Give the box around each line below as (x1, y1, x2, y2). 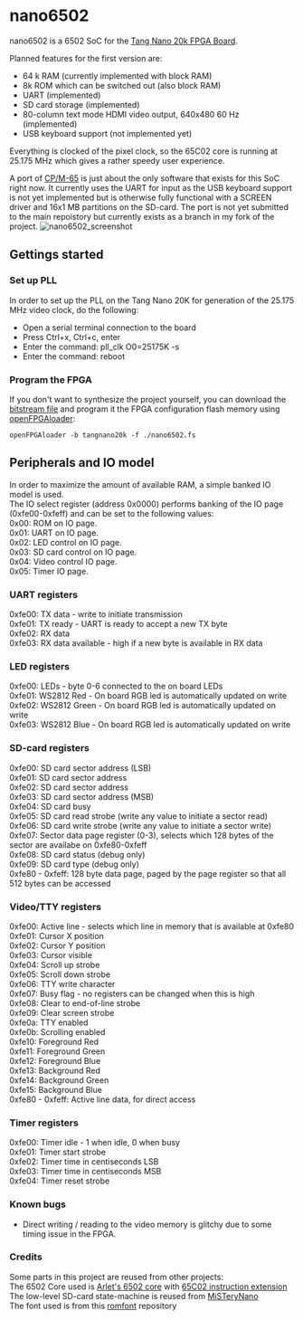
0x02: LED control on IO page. (9, 537, 122, 547)
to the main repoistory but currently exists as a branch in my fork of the (9, 211, 275, 222)
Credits (9, 1250, 43, 1263)
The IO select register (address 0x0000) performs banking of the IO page (9, 499, 284, 509)
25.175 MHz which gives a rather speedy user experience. (9, 155, 225, 166)
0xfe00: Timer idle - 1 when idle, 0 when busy (9, 1137, 181, 1148)
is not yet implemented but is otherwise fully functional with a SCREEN (9, 192, 272, 203)
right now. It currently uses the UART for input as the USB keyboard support (9, 182, 292, 193)
